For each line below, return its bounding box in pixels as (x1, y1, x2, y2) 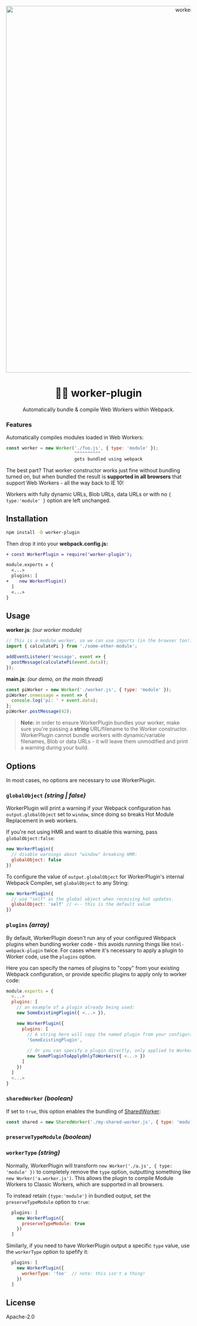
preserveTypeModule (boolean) (6, 1133, 92, 1141)
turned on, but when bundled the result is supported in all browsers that (6, 473, 182, 480)
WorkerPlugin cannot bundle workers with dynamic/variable (20, 732, 165, 739)
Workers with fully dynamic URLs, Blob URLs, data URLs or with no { (6, 491, 172, 498)
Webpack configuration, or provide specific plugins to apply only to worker (6, 970, 187, 977)
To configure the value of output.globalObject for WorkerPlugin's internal (6, 873, 185, 880)
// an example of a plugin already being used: (16, 1004, 135, 1010)
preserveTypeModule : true (21, 1220, 85, 1226)
